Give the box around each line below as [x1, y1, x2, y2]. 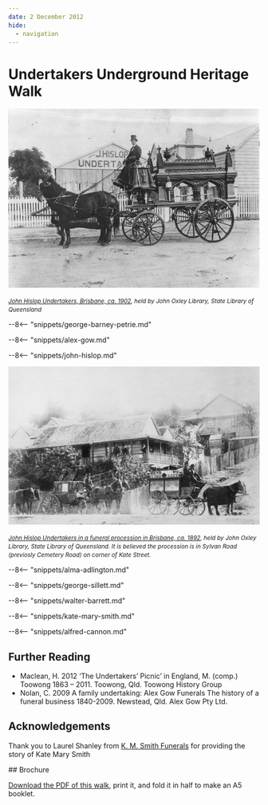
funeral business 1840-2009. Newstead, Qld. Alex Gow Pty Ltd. [19, 696, 228, 706]
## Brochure [8, 764, 50, 774]
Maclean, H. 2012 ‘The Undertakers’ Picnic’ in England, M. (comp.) [19, 671, 238, 681]
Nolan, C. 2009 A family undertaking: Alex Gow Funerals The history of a [19, 688, 259, 697]
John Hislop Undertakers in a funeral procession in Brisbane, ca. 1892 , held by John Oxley [8, 535, 257, 543]
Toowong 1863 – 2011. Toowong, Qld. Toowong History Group [19, 679, 223, 689]
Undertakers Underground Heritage [8, 65, 250, 83]
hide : [8, 21, 26, 30]
